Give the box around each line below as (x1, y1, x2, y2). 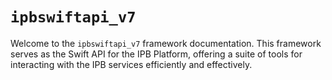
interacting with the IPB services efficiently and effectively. (10, 58, 253, 70)
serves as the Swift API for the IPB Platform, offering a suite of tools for (10, 48, 303, 60)
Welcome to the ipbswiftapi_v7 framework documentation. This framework (10, 37, 322, 49)
